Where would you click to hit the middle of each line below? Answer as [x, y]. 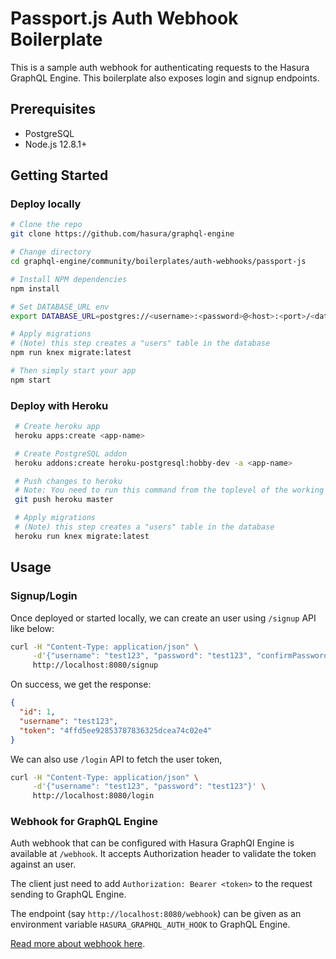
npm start [31, 380]
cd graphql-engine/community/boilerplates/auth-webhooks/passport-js [158, 262]
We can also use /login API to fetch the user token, [116, 759]
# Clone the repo [46, 225]
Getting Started [59, 175]
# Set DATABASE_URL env [60, 307]
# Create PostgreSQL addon [71, 453]
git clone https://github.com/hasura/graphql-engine [122, 234]
